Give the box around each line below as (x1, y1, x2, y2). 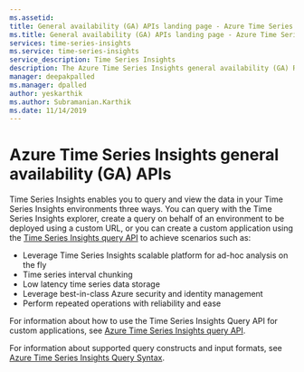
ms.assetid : (9, 13, 54, 23)
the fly (22, 260, 47, 271)
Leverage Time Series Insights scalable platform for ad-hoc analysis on (22, 250, 289, 261)
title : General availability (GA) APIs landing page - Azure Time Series (9, 22, 294, 31)
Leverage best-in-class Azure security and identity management (22, 289, 264, 300)
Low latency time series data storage (22, 279, 161, 290)
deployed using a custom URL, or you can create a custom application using (9, 223, 294, 234)
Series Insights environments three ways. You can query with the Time (9, 204, 273, 215)
